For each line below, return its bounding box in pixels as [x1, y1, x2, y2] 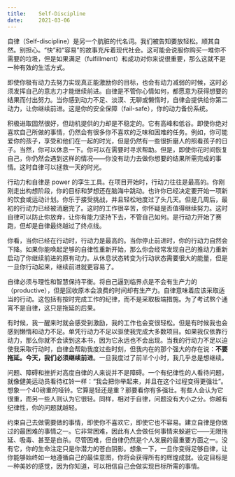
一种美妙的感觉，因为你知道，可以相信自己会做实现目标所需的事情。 [7, 462, 204, 470]
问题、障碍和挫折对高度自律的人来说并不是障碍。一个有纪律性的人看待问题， [7, 368, 228, 376]
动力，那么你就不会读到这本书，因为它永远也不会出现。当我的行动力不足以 [7, 336, 222, 344]
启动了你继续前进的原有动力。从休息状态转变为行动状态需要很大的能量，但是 [7, 253, 228, 262]
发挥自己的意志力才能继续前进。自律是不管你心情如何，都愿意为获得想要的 [13, 87, 228, 95]
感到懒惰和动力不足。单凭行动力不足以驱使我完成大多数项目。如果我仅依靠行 [7, 327, 228, 336]
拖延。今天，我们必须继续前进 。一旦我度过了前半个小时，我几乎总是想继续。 [7, 353, 228, 362]
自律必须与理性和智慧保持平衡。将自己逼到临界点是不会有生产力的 [7, 277, 197, 285]
